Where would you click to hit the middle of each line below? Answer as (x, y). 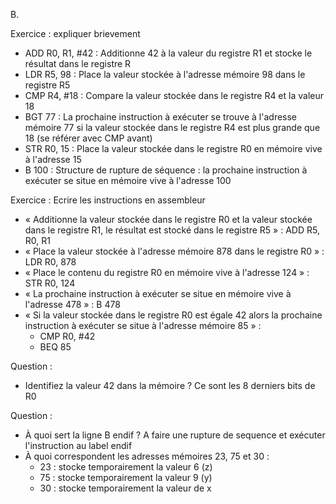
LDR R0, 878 (50, 262)
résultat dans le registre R (78, 63)
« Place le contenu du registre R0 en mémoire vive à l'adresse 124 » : (167, 272)
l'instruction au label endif (78, 445)
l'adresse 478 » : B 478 (72, 304)
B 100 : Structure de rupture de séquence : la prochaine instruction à (166, 170)
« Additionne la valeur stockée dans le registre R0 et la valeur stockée (168, 219)
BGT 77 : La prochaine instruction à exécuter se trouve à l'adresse (161, 117)
